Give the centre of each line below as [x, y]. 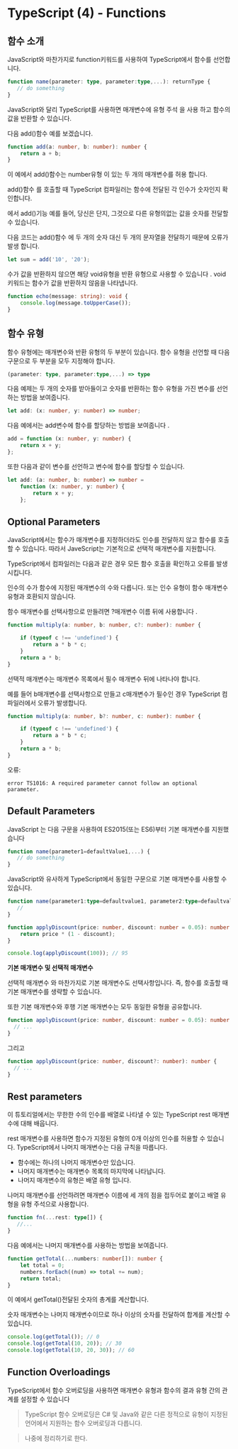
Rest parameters [45, 1097]
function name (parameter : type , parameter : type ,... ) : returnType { [109, 82]
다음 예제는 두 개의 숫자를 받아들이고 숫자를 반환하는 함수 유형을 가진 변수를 [111, 389]
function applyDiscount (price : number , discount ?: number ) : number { [112, 1061]
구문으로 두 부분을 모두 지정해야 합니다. [61, 360]
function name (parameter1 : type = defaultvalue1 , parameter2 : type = [104, 902]
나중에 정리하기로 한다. [56, 1438]
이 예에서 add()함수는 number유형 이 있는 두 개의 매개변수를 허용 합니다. [107, 175]
